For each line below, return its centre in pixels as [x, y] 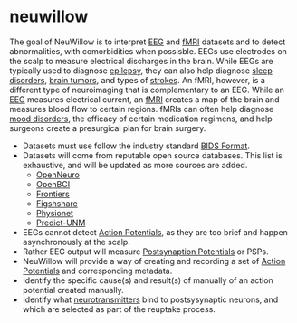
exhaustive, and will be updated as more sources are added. [135, 165]
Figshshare [57, 203]
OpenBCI [53, 184]
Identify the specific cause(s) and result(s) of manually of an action [148, 280]
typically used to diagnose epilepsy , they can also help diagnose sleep [141, 71]
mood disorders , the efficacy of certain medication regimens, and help [141, 119]
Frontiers [53, 194]
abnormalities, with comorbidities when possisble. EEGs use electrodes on [148, 51]
